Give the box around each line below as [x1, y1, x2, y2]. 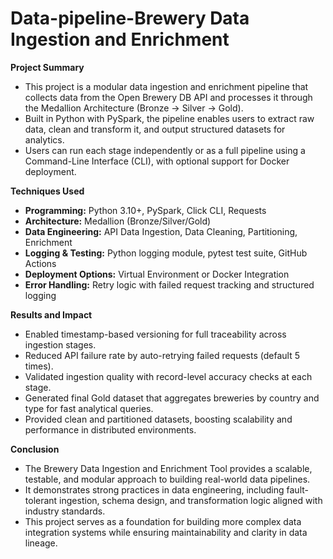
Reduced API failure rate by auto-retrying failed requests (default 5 [24, 349, 300, 361]
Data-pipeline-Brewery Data [10, 7, 250, 30]
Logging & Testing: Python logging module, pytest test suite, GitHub [24, 247, 308, 259]
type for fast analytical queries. [24, 402, 154, 414]
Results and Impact [10, 308, 93, 321]
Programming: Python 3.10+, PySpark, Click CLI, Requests [24, 204, 267, 216]
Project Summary [10, 61, 85, 73]
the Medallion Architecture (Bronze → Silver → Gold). [24, 102, 244, 114]
